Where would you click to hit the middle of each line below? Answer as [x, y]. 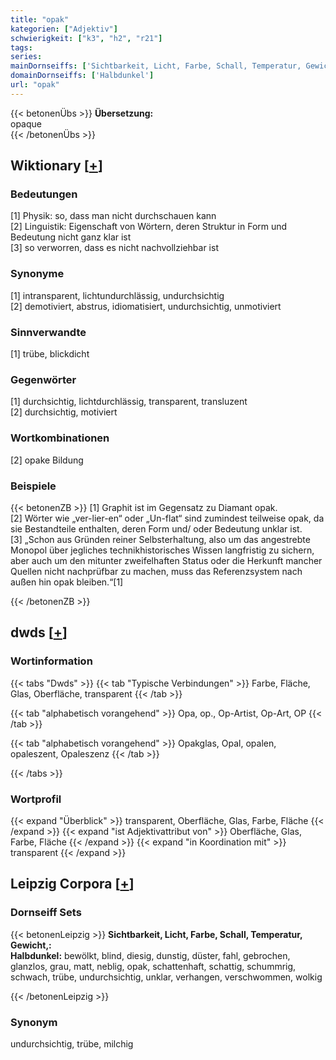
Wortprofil [36, 799]
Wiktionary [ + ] [56, 166]
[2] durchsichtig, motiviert [64, 412]
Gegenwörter [43, 379]
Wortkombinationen [60, 438]
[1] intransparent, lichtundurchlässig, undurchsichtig [117, 295]
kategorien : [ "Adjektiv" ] [64, 29]
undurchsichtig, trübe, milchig [72, 1043]
